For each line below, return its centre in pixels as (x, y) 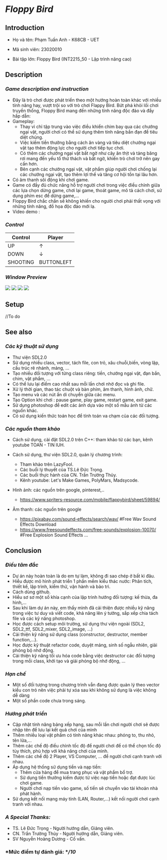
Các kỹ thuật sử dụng (32, 346)
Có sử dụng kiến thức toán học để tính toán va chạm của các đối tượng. (86, 416)
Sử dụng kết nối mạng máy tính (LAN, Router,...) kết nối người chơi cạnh (86, 799)
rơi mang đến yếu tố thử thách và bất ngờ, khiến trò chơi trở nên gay (90, 158)
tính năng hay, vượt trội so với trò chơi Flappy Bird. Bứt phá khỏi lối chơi (85, 105)
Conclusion (23, 551)
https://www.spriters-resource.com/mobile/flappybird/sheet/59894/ (90, 500)
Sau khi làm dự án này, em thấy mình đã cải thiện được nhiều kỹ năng (83, 608)
